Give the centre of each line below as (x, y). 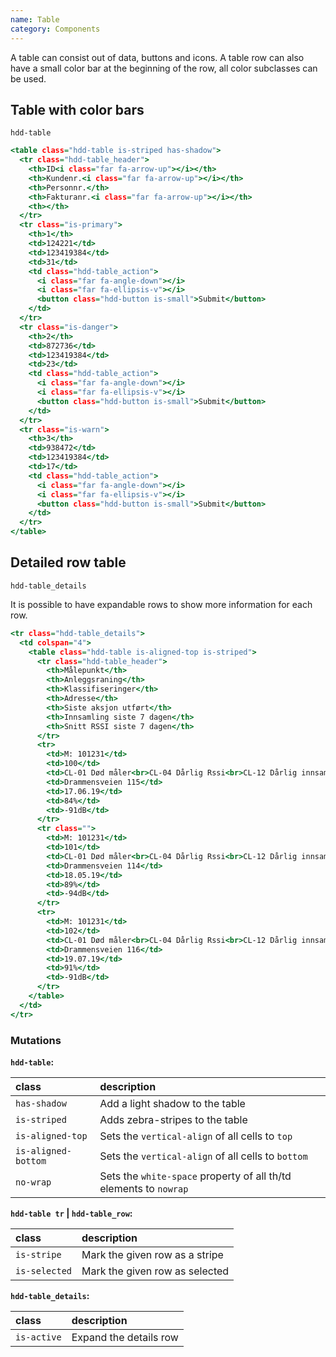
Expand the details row (125, 1337)
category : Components (55, 29)
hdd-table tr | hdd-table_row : (71, 1213)
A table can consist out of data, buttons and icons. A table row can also (157, 57)
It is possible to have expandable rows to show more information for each (161, 604)
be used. (28, 78)
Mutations (36, 1040)
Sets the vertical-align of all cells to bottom (203, 1156)
